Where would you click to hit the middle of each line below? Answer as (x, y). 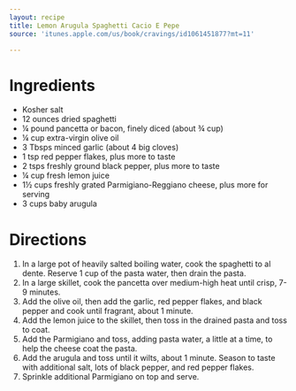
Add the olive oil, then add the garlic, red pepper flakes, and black (142, 302)
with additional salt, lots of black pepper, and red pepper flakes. (138, 367)
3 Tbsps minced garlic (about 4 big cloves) (100, 148)
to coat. (36, 330)
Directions (48, 239)
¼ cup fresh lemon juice (66, 176)
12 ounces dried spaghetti (69, 119)
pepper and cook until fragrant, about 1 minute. (107, 311)
